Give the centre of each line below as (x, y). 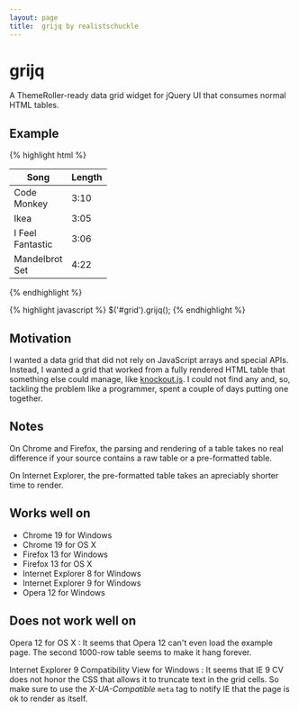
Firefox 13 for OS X (57, 563)
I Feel (25, 233)
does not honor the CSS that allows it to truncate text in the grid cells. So (144, 679)
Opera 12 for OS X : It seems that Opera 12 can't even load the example (141, 643)
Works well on (50, 513)
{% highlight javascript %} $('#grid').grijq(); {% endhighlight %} (127, 310)
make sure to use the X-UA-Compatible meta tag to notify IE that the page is (149, 688)
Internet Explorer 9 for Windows (82, 583)
